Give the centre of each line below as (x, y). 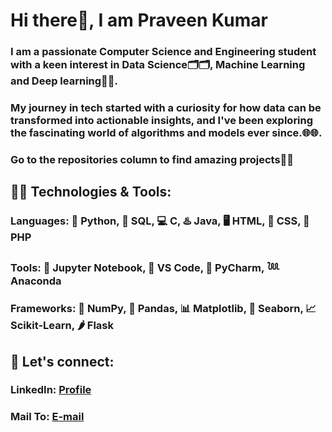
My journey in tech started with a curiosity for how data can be (166, 108)
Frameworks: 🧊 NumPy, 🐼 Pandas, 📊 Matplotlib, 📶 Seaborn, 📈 (163, 309)
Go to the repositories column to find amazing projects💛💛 (152, 159)
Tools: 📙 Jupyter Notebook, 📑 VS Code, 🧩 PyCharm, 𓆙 (145, 268)
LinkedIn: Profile (51, 390)
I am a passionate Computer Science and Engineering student (163, 52)
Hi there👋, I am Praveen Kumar (139, 20)
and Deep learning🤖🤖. (64, 81)
